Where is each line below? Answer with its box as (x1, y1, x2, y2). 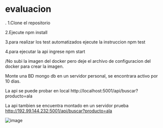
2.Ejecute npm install (5, 29, 48, 35)
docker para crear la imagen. (5, 63, 64, 69)
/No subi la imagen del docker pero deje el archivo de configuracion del (5, 58, 151, 64)
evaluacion (5, 3, 51, 15)
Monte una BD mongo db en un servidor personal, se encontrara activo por (5, 73, 158, 79)
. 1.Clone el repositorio (5, 20, 50, 26)
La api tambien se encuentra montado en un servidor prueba (5, 102, 129, 108)
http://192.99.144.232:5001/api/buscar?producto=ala (5, 108, 113, 114)
